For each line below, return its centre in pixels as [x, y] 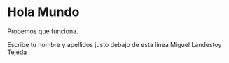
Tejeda [17, 52]
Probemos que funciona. [43, 31]
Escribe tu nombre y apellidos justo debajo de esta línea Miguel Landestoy [114, 44]
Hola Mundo [43, 12]
